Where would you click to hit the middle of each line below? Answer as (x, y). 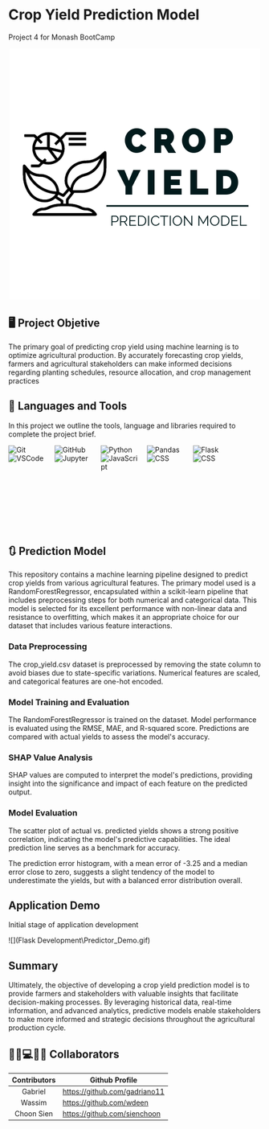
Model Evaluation (43, 813)
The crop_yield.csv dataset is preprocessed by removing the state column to (134, 664)
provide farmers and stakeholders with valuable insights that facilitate (123, 994)
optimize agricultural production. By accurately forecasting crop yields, (126, 355)
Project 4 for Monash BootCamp (62, 37)
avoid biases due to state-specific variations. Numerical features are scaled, (134, 672)
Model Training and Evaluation (69, 702)
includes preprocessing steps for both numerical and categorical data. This (132, 600)
